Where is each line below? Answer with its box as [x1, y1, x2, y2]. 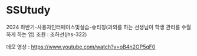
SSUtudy [6, 3, 51, 17]
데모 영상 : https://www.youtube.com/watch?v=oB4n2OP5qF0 [6, 43, 156, 50]
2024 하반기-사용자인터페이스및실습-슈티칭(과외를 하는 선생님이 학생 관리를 [6, 23, 180, 30]
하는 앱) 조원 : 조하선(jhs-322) [17, 30, 87, 38]
